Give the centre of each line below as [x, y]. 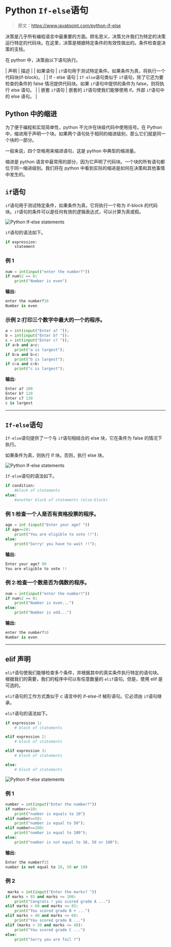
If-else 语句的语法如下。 [31, 476]
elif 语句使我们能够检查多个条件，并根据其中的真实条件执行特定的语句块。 [83, 672]
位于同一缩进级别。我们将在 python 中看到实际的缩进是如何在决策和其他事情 [85, 168]
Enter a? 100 [19, 389]
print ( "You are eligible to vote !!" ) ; [57, 534]
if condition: [20, 486]
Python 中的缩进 [31, 114]
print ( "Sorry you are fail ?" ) [48, 939]
